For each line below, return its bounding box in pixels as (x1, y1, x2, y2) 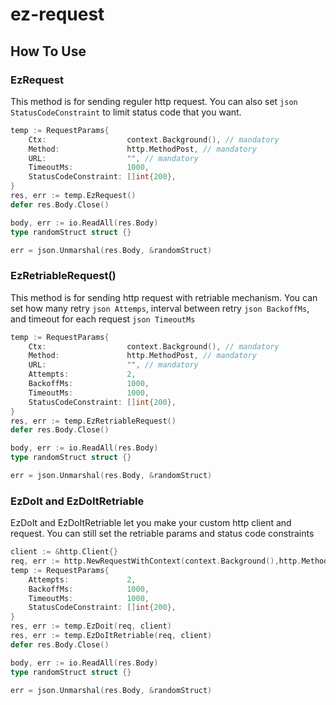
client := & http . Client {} (10, 547, 118, 557)
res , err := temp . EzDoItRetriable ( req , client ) (10, 631, 213, 641)
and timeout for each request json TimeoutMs (10, 313, 196, 325)
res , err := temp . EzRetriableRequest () (10, 416, 177, 426)
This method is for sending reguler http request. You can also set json (10, 95, 298, 107)
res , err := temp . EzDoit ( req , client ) (10, 621, 172, 632)
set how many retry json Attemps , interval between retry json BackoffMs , (10, 302, 310, 314)
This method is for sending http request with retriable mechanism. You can (10, 291, 318, 303)
